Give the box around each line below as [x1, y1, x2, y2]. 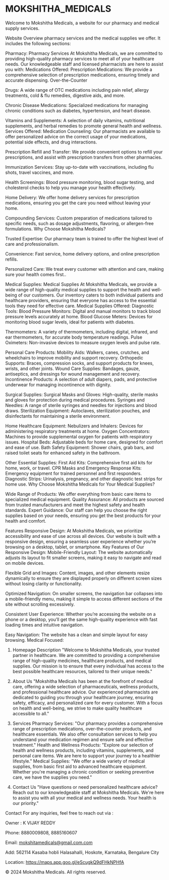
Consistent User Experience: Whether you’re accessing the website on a [5, 611, 156, 617]
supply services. [5, 25, 39, 31]
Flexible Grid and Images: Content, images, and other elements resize [5, 570, 150, 576]
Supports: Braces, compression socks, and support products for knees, [5, 360, 154, 366]
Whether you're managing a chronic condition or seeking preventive [12, 768, 154, 775]
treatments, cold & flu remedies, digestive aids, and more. [5, 92, 125, 98]
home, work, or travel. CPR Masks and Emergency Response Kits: [5, 465, 142, 471]
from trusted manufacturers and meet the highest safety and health [5, 501, 145, 507]
